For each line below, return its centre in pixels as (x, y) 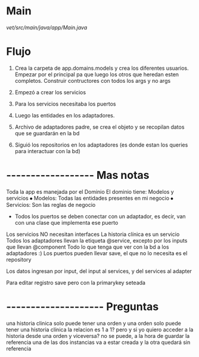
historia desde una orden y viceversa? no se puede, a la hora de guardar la (98, 336)
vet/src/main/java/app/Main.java (47, 27)
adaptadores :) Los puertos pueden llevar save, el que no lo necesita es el (97, 253)
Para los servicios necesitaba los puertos (65, 104)
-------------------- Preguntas (83, 307)
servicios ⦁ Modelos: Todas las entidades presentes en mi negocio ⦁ (90, 198)
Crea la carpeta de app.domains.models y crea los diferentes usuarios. (102, 68)
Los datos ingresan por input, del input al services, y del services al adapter (99, 271)
